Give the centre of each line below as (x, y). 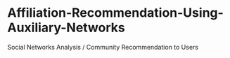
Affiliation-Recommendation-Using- (115, 13)
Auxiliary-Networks (66, 28)
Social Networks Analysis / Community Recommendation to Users (103, 47)
